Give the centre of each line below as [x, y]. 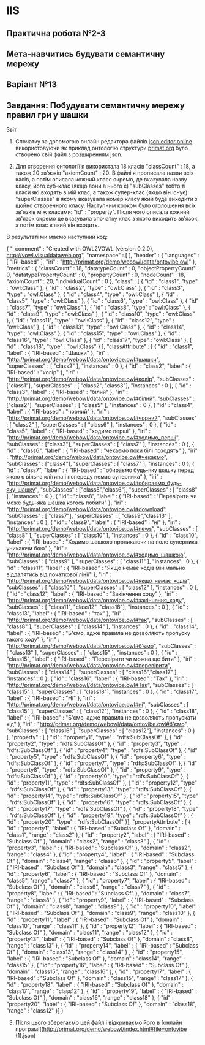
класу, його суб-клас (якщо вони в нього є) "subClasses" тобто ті [100, 186]
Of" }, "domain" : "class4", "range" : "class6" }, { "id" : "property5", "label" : [102, 861]
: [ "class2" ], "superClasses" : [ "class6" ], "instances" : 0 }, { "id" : [91, 425]
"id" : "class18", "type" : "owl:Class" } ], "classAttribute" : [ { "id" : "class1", [100, 346]
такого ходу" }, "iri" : [33, 640]
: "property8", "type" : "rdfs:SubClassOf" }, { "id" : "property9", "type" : [96, 770]
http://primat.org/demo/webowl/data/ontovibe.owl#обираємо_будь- [95, 483]
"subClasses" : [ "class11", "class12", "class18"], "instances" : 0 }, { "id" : [97, 607]
